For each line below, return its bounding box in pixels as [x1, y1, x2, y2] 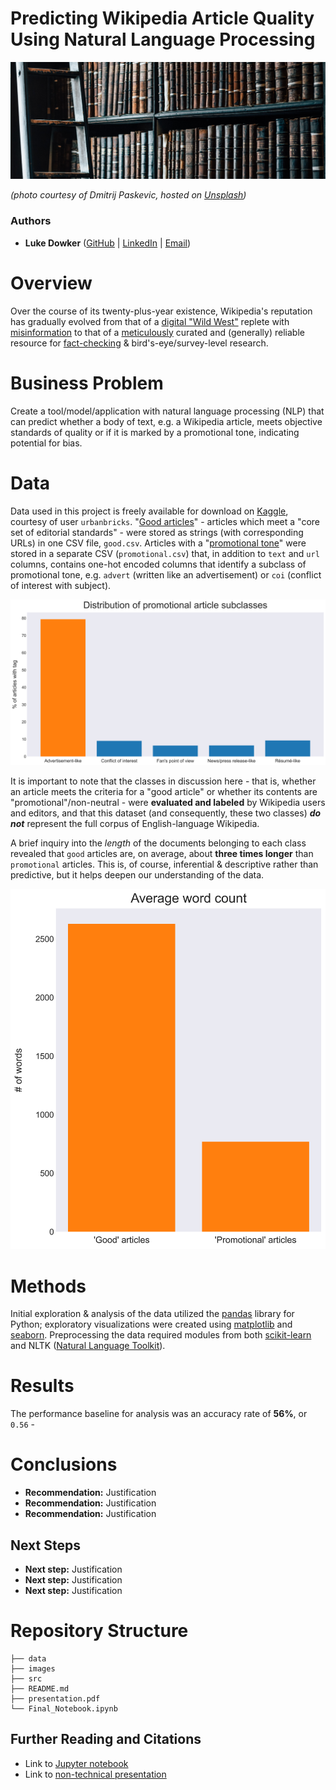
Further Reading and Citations [10, 1731, 202, 1748]
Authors [10, 214, 52, 228]
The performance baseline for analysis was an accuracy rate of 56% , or [10, 1408, 308, 1420]
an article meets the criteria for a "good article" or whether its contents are [10, 786, 318, 798]
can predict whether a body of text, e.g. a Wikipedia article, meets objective [10, 415, 323, 427]
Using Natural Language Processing [10, 28, 316, 51]
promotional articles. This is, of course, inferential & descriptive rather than [10, 858, 319, 871]
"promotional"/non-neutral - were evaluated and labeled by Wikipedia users [10, 797, 326, 809]
